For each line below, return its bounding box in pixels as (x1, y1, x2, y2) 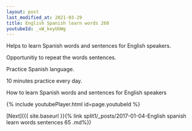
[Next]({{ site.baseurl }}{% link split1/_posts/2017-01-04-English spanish (6, 112, 187, 120)
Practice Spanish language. (6, 66, 74, 73)
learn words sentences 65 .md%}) (6, 119, 92, 126)
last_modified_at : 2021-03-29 (6, 14, 83, 21)
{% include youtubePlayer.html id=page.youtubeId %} (6, 101, 141, 108)
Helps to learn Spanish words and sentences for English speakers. (6, 42, 171, 50)
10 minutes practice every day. (6, 77, 83, 85)
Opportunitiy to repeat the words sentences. (6, 54, 117, 61)
